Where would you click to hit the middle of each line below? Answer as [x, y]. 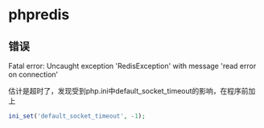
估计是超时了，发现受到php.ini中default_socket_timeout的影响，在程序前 [128, 91]
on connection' [33, 74]
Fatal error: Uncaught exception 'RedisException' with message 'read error [132, 66]
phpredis [39, 15]
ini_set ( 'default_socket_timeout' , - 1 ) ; [77, 116]
